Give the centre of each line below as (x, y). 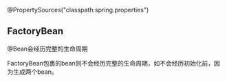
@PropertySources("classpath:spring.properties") (78, 10)
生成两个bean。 (35, 72)
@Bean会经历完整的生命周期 (47, 49)
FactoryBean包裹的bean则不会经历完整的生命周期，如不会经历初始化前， (111, 63)
